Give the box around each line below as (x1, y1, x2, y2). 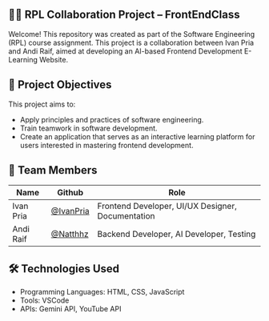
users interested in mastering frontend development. (19, 140, 194, 150)
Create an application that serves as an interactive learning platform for (19, 131, 255, 141)
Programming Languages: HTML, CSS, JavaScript (19, 287, 185, 297)
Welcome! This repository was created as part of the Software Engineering (8, 29, 255, 38)
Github (57, 187, 84, 199)
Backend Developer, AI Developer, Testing (97, 229, 256, 240)
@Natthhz (50, 229, 90, 240)
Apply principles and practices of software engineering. (19, 114, 204, 124)
